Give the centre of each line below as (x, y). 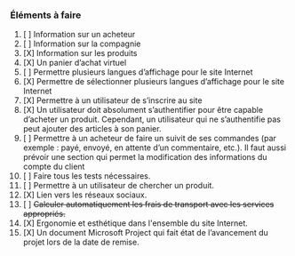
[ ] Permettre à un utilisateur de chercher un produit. (118, 186)
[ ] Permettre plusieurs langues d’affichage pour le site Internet (138, 72)
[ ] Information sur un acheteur (79, 35)
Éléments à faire (46, 15)
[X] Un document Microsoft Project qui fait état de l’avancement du (146, 233)
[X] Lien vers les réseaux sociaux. (85, 195)
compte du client (54, 167)
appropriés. (44, 214)
